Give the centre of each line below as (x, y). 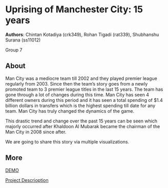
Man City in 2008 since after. (36, 132)
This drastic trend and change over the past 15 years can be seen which (81, 121)
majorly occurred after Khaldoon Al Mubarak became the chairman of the (83, 126)
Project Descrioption (27, 180)
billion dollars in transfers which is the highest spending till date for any (80, 106)
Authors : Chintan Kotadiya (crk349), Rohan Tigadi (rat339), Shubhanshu (82, 34)
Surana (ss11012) (23, 40)
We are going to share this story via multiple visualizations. (67, 141)
